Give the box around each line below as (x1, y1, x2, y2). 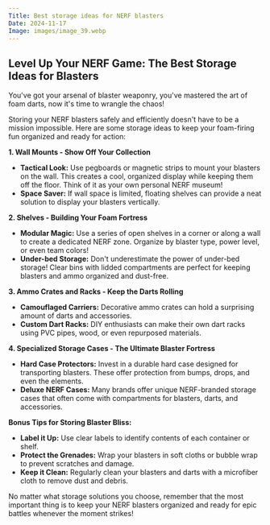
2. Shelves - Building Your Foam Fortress (8, 213, 147, 222)
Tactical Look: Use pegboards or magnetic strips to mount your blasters (19, 163, 260, 173)
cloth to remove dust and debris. (19, 476, 129, 486)
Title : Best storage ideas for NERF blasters (8, 11, 164, 20)
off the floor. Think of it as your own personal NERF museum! (19, 180, 223, 190)
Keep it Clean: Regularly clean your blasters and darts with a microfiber (19, 468, 259, 477)
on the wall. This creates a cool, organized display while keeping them (19, 172, 254, 181)
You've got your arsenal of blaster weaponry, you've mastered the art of (8, 90, 248, 101)
